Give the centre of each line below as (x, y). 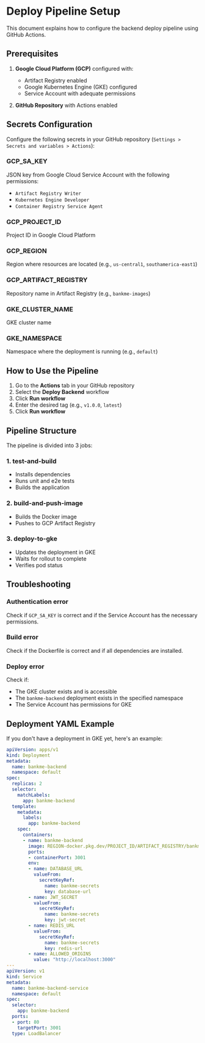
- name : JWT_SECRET (53, 897)
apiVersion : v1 (26, 971)
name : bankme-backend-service (50, 988)
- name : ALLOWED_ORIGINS (60, 954)
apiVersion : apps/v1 (33, 749)
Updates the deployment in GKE (55, 552)
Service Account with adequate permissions (80, 93)
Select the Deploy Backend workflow (62, 392)
